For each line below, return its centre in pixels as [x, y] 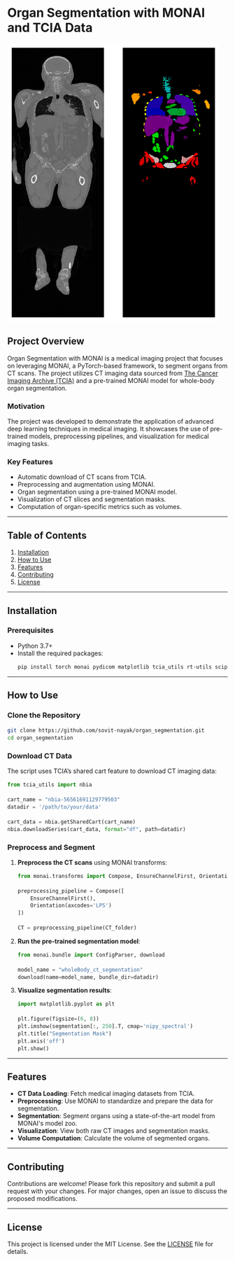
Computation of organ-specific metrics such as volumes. [99, 507]
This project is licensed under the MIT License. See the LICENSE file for [111, 1243]
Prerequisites [30, 630]
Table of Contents [47, 535]
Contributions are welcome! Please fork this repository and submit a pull [111, 1184]
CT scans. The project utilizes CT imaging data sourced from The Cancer [113, 373]
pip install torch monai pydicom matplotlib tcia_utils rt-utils [114, 667]
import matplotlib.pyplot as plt [66, 1004]
